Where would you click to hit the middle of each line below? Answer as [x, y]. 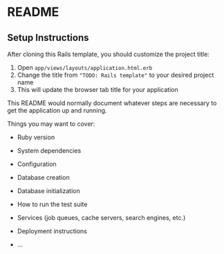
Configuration [37, 164]
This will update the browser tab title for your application [97, 90]
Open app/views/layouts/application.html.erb [85, 67]
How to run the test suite [52, 204]
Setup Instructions [48, 38]
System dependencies [49, 151]
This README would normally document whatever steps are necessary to [112, 103]
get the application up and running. [57, 110]
